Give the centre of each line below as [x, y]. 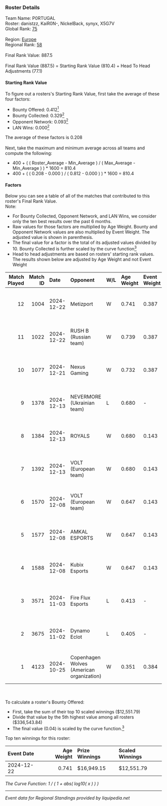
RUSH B [80, 331]
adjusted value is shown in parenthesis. [53, 237]
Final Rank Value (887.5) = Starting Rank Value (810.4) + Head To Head [78, 66]
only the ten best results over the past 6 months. [62, 222]
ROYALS [80, 436]
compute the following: [29, 153]
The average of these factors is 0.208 [44, 137]
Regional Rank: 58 [24, 45]
